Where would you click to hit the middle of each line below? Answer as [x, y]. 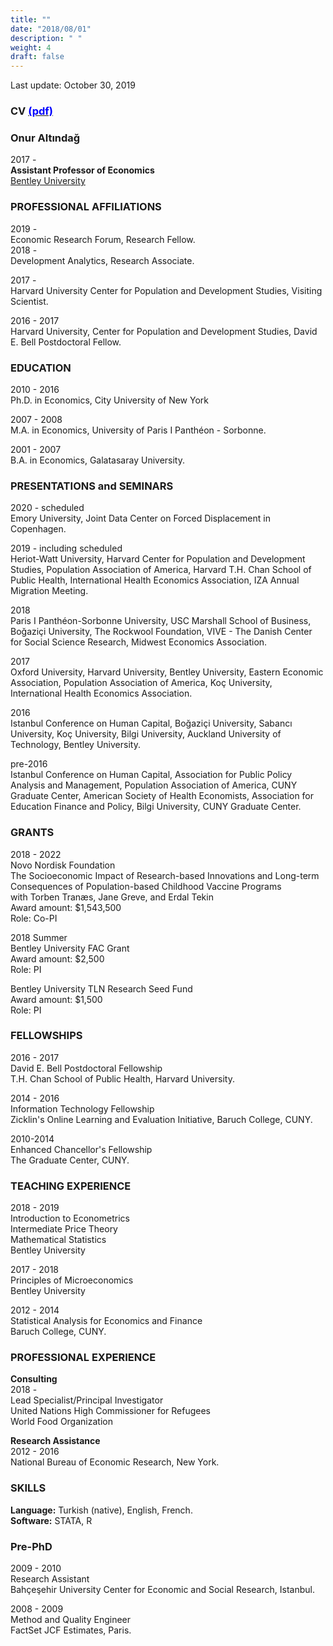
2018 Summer [39, 937]
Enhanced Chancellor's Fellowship [81, 1149]
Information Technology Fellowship [82, 1108]
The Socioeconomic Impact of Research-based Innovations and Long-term [165, 875]
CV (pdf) [31, 111]
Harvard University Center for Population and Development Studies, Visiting [166, 290]
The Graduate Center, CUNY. [70, 1160]
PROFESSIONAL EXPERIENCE [83, 1358]
